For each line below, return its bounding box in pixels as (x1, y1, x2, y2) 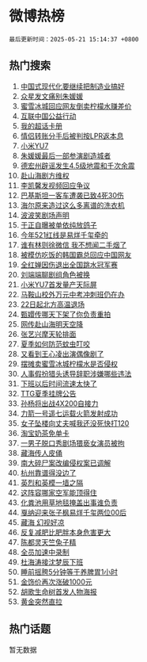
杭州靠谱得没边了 (20, 468, 77, 477)
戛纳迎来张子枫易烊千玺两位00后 (20, 507, 127, 517)
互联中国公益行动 (20, 111, 77, 121)
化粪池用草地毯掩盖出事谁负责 (20, 497, 118, 507)
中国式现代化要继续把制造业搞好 (20, 81, 125, 91)
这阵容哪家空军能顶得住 (20, 488, 97, 497)
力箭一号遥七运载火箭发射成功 (20, 408, 118, 418)
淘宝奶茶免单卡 (20, 428, 70, 438)
